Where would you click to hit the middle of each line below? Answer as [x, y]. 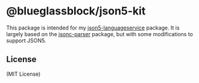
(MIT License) [24, 74]
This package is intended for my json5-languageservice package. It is [93, 28]
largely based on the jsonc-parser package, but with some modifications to [99, 34]
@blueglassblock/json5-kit [76, 11]
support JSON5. [26, 40]
